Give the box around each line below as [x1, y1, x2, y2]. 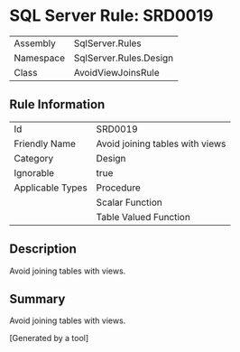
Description [9, 241, 77, 257]
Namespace [14, 51, 66, 64]
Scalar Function [96, 196, 162, 208]
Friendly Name [14, 137, 77, 150]
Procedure [96, 181, 142, 194]
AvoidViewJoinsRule [73, 66, 160, 79]
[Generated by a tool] [9, 333, 89, 344]
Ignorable [14, 166, 55, 179]
